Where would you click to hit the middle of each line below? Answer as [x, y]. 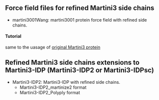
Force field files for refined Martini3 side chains [80, 8]
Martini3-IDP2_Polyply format [50, 92]
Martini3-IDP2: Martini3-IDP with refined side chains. [66, 82]
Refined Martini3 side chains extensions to [72, 62]
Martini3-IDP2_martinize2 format [53, 87]
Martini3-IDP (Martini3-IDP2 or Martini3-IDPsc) [79, 70]
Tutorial [13, 36]
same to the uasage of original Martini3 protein [53, 47]
